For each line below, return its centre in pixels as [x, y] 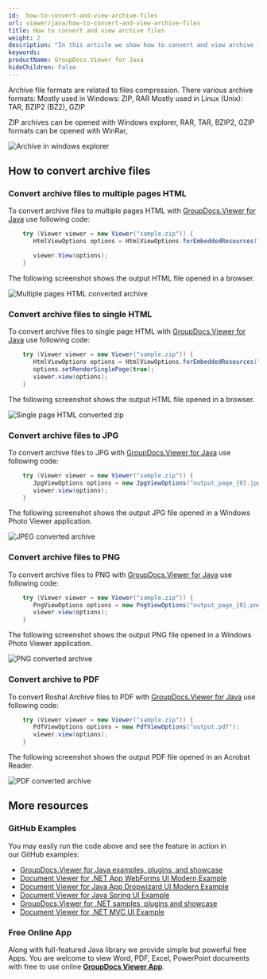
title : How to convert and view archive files [87, 30]
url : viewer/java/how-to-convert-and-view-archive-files [104, 23]
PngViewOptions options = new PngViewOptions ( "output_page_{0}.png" [149, 605]
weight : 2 [25, 38]
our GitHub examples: [44, 854]
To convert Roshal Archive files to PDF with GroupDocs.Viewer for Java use [132, 697]
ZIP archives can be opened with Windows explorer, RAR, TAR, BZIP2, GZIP [132, 122]
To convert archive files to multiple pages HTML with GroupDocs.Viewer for [132, 211]
